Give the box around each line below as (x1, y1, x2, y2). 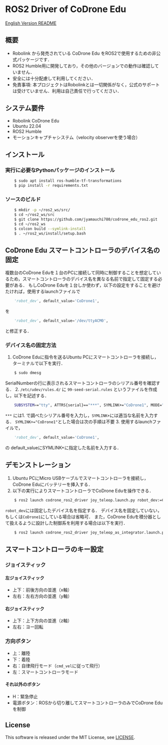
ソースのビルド (5, 196, 41, 203)
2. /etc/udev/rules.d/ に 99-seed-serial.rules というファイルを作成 (14, 387, 157, 393)
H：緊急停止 (12, 693, 38, 699)
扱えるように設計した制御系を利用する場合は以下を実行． (9, 520, 128, 526)
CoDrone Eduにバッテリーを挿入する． (12, 481, 93, 487)
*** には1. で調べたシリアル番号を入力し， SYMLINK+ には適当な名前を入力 (5, 413, 154, 419)
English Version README (5, 20, 56, 26)
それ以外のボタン (5, 681, 40, 687)
